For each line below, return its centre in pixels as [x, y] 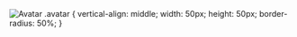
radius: [22, 23]
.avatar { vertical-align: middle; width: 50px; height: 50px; [151, 14]
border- [274, 14]
